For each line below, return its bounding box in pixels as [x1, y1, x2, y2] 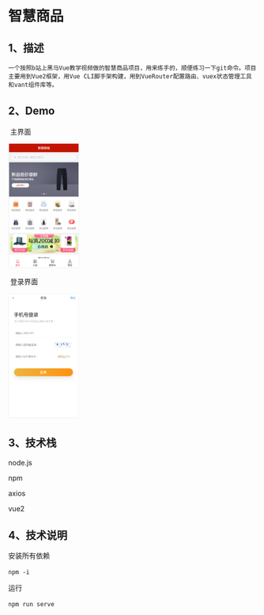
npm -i [8, 568, 30, 576]
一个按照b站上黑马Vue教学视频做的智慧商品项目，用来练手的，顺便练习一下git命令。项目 [8, 64, 257, 72]
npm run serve [8, 601, 55, 609]
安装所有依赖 [8, 551, 50, 560]
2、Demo [8, 104, 55, 118]
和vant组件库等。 [8, 81, 58, 89]
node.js [8, 457, 33, 467]
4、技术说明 [8, 529, 68, 542]
